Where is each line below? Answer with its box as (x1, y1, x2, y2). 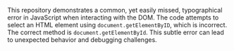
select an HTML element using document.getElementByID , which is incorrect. (7, 21, 228, 29)
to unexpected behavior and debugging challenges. (7, 36, 157, 44)
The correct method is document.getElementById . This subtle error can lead (7, 28, 224, 36)
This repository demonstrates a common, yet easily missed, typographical (7, 6, 223, 14)
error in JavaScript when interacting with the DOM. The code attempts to (7, 13, 219, 22)
